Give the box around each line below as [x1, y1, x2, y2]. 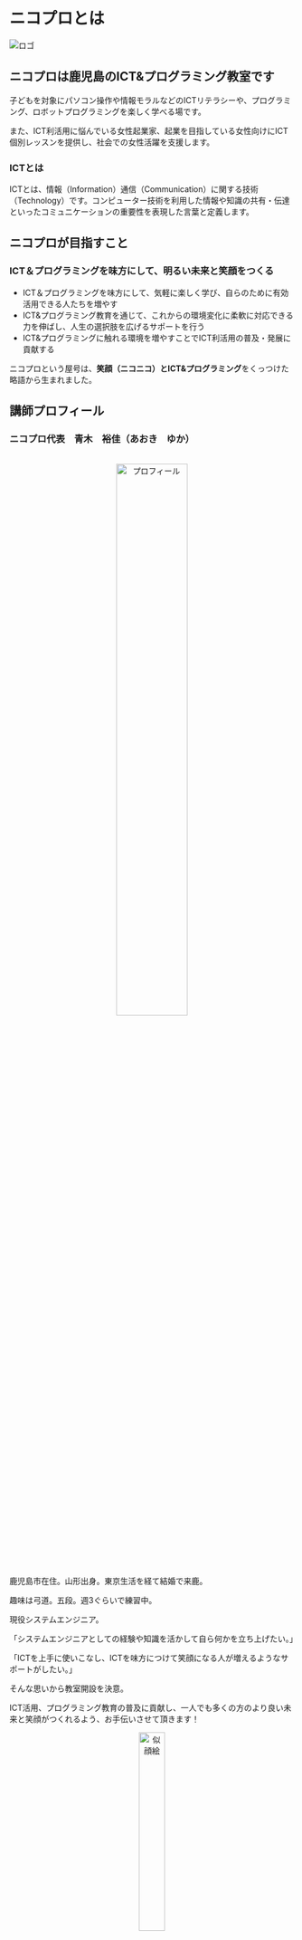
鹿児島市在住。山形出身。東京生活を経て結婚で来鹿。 [9, 1576, 208, 1587]
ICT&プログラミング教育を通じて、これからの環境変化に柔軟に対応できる [22, 310, 294, 320]
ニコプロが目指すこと [9, 235, 128, 251]
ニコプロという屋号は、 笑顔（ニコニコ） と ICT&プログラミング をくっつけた [9, 363, 289, 374]
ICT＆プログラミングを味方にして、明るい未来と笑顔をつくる [9, 264, 274, 277]
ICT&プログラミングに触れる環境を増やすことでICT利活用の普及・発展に [22, 332, 291, 343]
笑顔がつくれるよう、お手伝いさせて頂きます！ [24, 1714, 200, 1725]
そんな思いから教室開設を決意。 [9, 1683, 128, 1694]
